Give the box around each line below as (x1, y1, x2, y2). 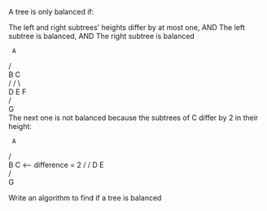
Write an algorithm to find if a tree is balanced (8, 193, 162, 202)
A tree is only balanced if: (8, 7, 94, 16)
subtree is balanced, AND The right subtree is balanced (8, 32, 195, 41)
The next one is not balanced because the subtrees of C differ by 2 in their (8, 113, 259, 123)
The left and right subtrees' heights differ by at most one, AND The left (8, 23, 246, 32)
